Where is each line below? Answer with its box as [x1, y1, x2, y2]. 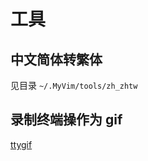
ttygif [10, 138, 33, 150]
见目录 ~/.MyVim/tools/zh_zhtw [10, 80, 138, 91]
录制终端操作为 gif [10, 111, 123, 129]
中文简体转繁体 [10, 51, 103, 68]
